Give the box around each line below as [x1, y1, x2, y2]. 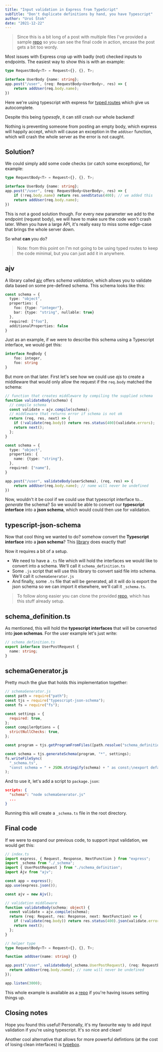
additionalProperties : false [9, 324, 68, 328]
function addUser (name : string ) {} [5, 954, 77, 959]
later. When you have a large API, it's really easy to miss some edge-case [5, 221, 152, 227]
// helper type [5, 941, 36, 946]
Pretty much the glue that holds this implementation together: [5, 680, 128, 686]
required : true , [9, 716, 42, 721]
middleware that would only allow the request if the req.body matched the [5, 379, 152, 384]
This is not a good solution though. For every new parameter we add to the [5, 211, 154, 217]
